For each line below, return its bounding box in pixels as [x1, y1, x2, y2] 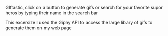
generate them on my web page [5, 25, 72, 31]
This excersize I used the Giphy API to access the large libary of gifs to [5, 20, 153, 25]
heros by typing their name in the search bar [5, 10, 98, 16]
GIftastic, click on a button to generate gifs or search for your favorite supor [5, 5, 163, 10]
